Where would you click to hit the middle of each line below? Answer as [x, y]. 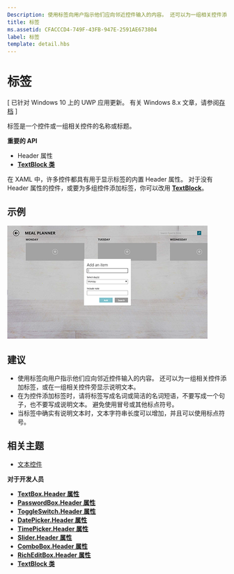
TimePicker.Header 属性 [53, 529]
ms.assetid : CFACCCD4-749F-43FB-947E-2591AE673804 [82, 29]
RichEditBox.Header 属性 [54, 554]
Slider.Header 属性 [45, 537]
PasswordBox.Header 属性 [56, 502]
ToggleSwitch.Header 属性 [56, 511]
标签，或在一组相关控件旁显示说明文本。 [81, 387]
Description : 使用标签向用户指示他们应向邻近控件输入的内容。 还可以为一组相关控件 [115, 15]
